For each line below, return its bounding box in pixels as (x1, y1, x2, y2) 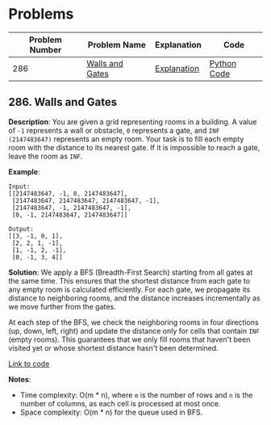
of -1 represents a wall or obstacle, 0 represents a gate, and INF (8, 125, 220, 135)
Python (209, 57, 236, 69)
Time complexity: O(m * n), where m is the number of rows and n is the (19, 389, 253, 400)
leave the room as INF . (8, 151, 83, 161)
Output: (8, 225, 35, 233)
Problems (8, 5, 74, 23)
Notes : (8, 374, 31, 384)
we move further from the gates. (8, 301, 116, 311)
